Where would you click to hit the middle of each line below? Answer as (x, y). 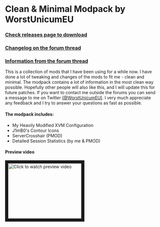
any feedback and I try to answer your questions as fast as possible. (74, 103)
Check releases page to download (46, 35)
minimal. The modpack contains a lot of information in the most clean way (79, 82)
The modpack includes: (30, 114)
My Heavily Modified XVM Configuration (53, 125)
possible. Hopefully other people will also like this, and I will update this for (80, 87)
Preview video (20, 152)
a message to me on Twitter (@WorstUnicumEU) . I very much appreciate (78, 98)
